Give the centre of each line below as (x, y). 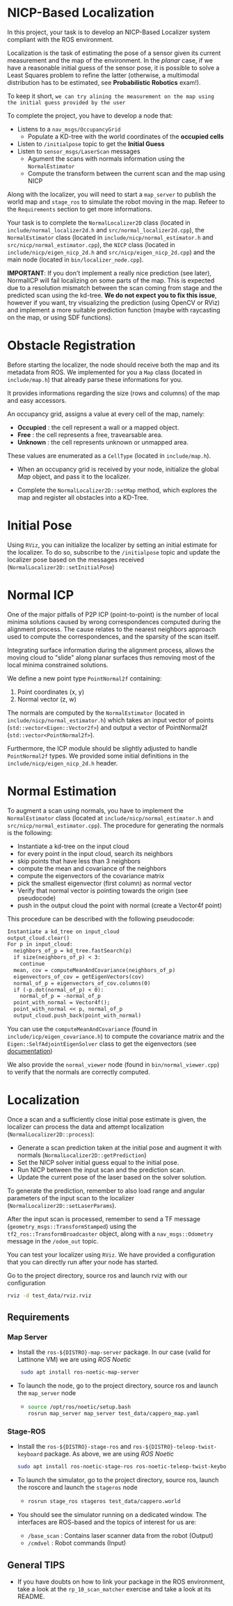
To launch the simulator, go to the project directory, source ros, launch (118, 1480)
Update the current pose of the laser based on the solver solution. (112, 1177)
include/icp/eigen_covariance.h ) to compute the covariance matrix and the (116, 1036)
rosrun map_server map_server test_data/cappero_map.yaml (113, 1414)
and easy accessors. (37, 400)
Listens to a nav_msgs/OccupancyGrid (69, 129)
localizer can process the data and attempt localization (86, 1127)
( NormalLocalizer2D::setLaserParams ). (62, 1205)
